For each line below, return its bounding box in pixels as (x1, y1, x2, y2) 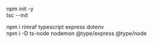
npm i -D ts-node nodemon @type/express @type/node (6, 30, 148, 37)
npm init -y (6, 5, 34, 12)
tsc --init (6, 12, 29, 19)
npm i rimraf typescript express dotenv (6, 24, 104, 30)
